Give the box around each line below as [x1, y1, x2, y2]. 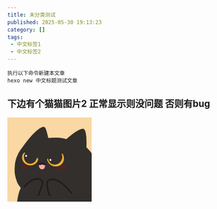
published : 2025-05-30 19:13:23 [7, 18, 102, 26]
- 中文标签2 [10, 48, 41, 55]
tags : [7, 34, 23, 41]
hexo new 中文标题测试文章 [7, 77, 78, 84]
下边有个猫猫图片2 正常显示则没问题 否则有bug [7, 98, 211, 110]
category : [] [7, 26, 46, 33]
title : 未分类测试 [7, 11, 56, 18]
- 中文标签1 [10, 41, 41, 48]
